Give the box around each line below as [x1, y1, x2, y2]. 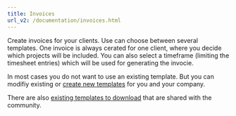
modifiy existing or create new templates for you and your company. [7, 79, 206, 88]
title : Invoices [7, 10, 55, 18]
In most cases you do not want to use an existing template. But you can [7, 72, 215, 81]
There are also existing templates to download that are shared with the [7, 93, 212, 102]
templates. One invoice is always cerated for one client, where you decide [7, 44, 222, 52]
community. [7, 101, 42, 109]
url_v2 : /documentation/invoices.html [7, 17, 121, 24]
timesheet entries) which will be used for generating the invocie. [7, 58, 194, 67]
